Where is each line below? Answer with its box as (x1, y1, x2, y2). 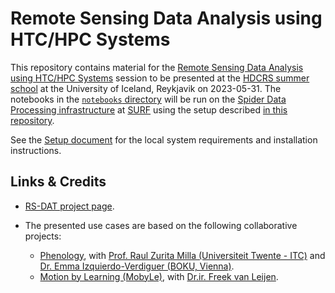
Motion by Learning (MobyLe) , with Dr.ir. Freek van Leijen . (39, 270, 279, 282)
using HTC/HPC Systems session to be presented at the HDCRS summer (10, 72, 310, 84)
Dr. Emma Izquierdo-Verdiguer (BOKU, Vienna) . (39, 260, 235, 272)
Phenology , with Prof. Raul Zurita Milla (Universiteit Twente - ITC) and (39, 249, 326, 261)
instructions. (10, 144, 62, 156)
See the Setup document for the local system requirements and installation (10, 133, 318, 146)
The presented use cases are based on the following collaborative (24, 219, 298, 231)
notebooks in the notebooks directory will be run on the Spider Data (10, 93, 287, 105)
